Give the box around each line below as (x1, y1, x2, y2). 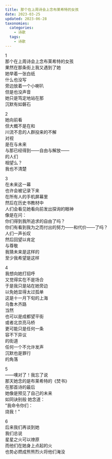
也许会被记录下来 (5, 187, 40, 193)
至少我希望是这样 (5, 255, 40, 261)
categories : (9, 25, 34, 30)
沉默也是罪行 (5, 350, 31, 356)
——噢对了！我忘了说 (5, 372, 48, 378)
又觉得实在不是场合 (5, 276, 44, 282)
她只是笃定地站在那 (5, 95, 44, 101)
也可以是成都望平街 (5, 313, 44, 319)
